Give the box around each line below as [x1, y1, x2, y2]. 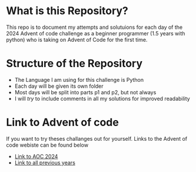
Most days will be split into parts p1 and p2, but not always [14, 88, 157, 95]
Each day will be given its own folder [14, 82, 104, 90]
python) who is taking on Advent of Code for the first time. [6, 36, 148, 43]
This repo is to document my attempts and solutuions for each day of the [6, 24, 183, 31]
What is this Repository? [6, 4, 128, 18]
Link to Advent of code [6, 116, 119, 129]
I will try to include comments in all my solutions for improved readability [14, 95, 190, 102]
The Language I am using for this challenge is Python [14, 76, 144, 83]
